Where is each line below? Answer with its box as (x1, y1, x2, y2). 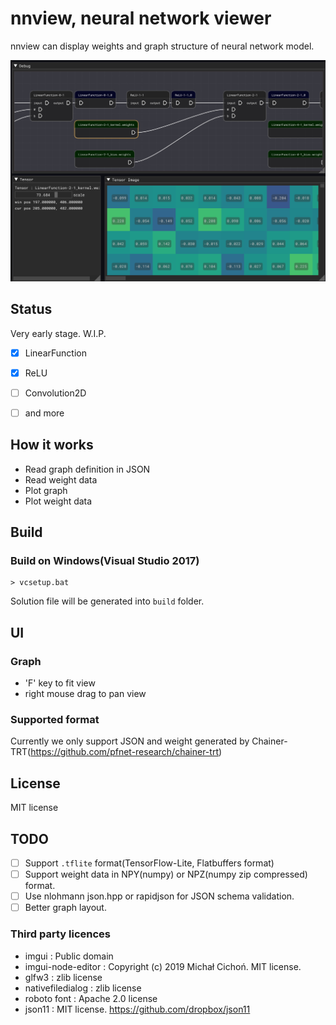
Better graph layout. (24, 902, 107, 914)
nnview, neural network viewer (10, 7, 272, 30)
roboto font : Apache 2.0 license (24, 992, 158, 1004)
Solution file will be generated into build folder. (10, 595, 205, 607)
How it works (10, 437, 94, 454)
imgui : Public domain (24, 950, 114, 962)
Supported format (10, 712, 100, 726)
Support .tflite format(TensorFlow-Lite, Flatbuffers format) (24, 857, 275, 869)
